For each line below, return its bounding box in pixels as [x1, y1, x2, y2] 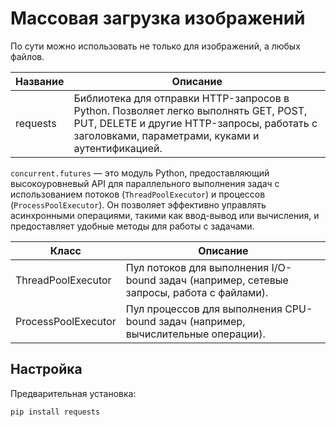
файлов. [10, 50, 45, 62]
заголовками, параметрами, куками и [73, 128, 260, 142]
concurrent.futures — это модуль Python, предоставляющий [10, 167, 270, 179]
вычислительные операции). [125, 327, 266, 341]
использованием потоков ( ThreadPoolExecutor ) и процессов [10, 188, 266, 200]
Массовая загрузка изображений [10, 7, 306, 30]
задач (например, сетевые [158, 273, 289, 287]
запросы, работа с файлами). [125, 285, 269, 299]
